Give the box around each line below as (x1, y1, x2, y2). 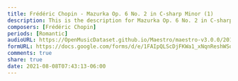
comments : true (7, 50, 52, 57)
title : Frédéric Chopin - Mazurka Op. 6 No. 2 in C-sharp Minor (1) (7, 10, 214, 18)
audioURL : (7, 37, 37, 44)
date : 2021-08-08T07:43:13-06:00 (7, 63, 106, 70)
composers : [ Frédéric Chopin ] (7, 23, 97, 30)
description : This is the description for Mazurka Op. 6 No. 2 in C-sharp (7, 17, 233, 24)
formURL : (7, 43, 33, 50)
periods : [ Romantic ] (7, 30, 69, 37)
